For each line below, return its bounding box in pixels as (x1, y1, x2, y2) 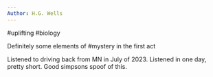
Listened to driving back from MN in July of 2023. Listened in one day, (7, 55, 207, 63)
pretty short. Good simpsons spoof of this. (7, 62, 127, 70)
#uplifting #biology (7, 29, 60, 37)
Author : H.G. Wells (7, 10, 63, 17)
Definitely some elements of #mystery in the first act (7, 42, 156, 50)
